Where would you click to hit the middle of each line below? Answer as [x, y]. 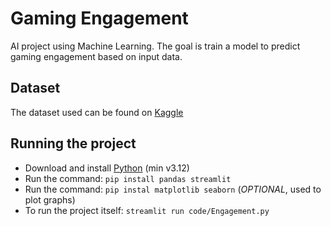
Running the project [73, 143]
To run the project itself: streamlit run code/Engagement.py [147, 210]
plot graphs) [50, 199]
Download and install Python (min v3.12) [107, 168]
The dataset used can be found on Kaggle [97, 112]
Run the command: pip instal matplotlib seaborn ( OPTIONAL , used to [173, 189]
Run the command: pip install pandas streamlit [128, 178]
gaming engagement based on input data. [96, 56]
